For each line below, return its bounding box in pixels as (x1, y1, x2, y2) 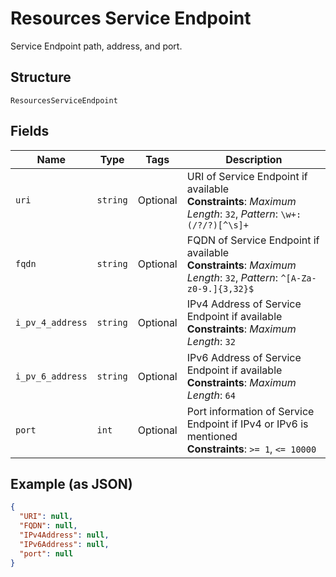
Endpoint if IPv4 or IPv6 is (186, 417, 309, 431)
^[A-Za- (280, 272, 317, 284)
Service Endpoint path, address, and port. (10, 40, 183, 52)
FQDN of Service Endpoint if (186, 233, 320, 247)
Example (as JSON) (10, 475, 133, 492)
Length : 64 (186, 388, 236, 402)
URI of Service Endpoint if (186, 169, 308, 183)
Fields (10, 123, 50, 140)
